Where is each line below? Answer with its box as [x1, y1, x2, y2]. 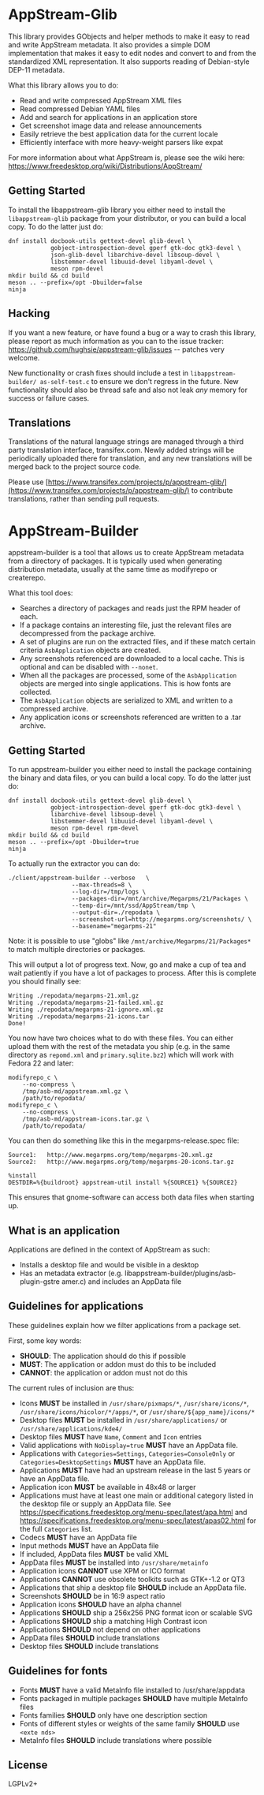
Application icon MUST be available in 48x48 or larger [19, 1482, 196, 1491]
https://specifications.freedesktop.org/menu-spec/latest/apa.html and [19, 1507, 247, 1517]
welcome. [8, 353, 40, 362]
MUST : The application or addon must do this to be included [19, 1359, 217, 1369]
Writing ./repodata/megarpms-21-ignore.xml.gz [8, 1006, 164, 1014]
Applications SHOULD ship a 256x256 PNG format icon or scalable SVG [19, 1607, 254, 1618]
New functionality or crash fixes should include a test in [8, 368, 189, 378]
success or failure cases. [8, 393, 90, 403]
